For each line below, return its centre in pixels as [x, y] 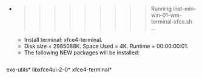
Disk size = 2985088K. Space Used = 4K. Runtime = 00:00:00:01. [106, 46]
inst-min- [184, 9]
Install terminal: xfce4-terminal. [63, 40]
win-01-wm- [166, 15]
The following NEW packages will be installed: [82, 53]
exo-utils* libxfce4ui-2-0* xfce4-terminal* [59, 70]
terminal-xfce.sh [171, 21]
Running [161, 9]
